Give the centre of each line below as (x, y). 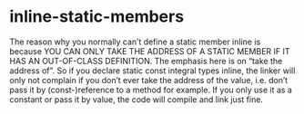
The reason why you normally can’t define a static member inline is (135, 42)
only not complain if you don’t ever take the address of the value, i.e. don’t (149, 80)
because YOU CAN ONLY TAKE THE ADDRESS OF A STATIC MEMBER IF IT (150, 51)
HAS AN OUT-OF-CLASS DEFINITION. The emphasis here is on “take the (146, 61)
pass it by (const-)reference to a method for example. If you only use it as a (151, 90)
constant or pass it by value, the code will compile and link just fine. (137, 99)
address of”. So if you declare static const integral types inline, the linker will (152, 71)
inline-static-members (97, 17)
